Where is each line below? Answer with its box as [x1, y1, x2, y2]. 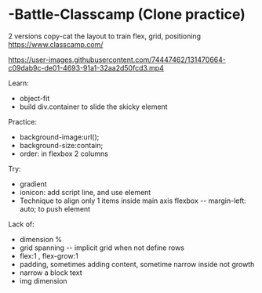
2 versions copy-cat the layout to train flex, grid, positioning [8, 31, 202, 41]
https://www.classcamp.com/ [8, 39, 104, 49]
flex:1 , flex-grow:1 [19, 251, 78, 260]
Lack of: [8, 219, 35, 229]
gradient [19, 179, 47, 189]
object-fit [19, 93, 50, 103]
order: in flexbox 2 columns [19, 149, 108, 158]
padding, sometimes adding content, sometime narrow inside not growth [19, 259, 255, 269]
